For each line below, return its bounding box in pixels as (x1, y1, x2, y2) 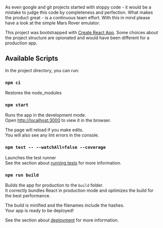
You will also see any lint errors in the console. (5, 132, 99, 138)
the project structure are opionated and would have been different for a (5, 35, 150, 41)
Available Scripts (5, 54, 58, 63)
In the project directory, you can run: (5, 67, 79, 73)
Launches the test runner (5, 154, 57, 160)
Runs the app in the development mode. (5, 112, 86, 118)
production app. (5, 40, 38, 46)
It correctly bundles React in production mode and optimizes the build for (5, 187, 154, 193)
